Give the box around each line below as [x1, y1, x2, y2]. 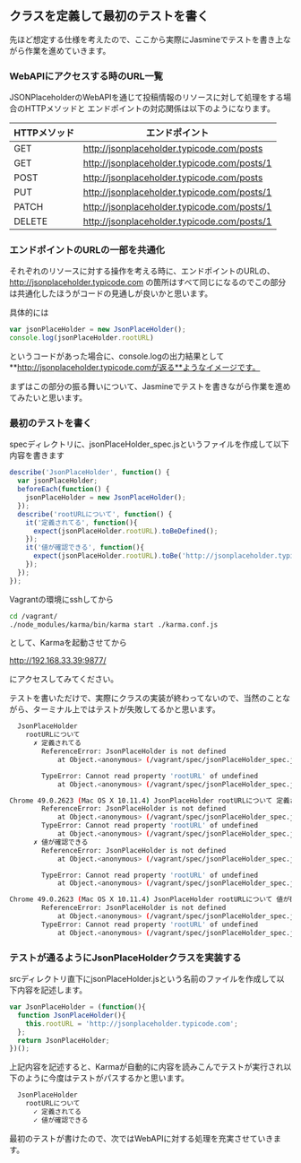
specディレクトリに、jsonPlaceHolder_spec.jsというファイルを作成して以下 [9, 438, 289, 450]
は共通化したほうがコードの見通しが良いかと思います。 [9, 288, 213, 299]
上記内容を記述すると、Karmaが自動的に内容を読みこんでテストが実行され [9, 1062, 284, 1072]
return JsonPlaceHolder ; [17, 1036, 110, 1045]
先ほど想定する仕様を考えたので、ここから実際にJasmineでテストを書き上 [9, 34, 284, 45]
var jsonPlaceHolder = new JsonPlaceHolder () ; [9, 325, 186, 334]
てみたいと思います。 [9, 393, 88, 404]
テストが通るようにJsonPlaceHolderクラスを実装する [9, 951, 242, 964]
